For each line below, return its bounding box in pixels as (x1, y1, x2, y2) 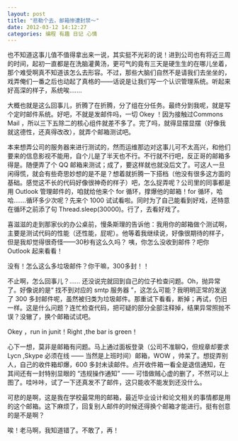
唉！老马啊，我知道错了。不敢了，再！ (7, 426, 119, 435)
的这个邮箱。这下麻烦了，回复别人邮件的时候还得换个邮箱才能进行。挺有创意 (7, 402, 231, 410)
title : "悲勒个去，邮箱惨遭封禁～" (7, 17, 100, 24)
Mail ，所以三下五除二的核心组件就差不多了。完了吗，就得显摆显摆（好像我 (7, 119, 227, 128)
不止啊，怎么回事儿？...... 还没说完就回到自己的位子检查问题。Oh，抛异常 (7, 277, 221, 285)
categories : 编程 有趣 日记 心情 (7, 30, 98, 38)
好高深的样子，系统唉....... (7, 86, 83, 94)
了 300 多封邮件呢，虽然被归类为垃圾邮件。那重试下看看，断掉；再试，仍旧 (7, 295, 228, 303)
